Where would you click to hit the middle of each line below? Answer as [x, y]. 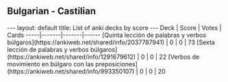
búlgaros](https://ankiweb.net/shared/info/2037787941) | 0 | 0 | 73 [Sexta [111, 42]
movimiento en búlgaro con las [51, 64]
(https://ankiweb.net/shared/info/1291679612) [71, 57]
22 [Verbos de [179, 57]
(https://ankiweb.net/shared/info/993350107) [71, 71]
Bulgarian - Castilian [52, 11]
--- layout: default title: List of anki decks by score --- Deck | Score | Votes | [114, 27]
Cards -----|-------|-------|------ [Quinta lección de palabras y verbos [107, 35]
